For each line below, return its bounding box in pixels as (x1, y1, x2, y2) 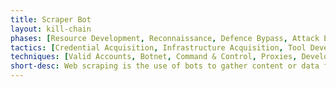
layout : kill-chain (10, 24, 92, 34)
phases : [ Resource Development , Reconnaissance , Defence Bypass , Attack (10, 33, 320, 43)
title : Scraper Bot (10, 14, 92, 25)
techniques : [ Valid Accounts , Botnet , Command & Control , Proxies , (10, 52, 298, 62)
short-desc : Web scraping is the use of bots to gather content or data (10, 61, 320, 71)
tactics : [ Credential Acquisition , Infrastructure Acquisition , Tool (10, 42, 307, 53)
